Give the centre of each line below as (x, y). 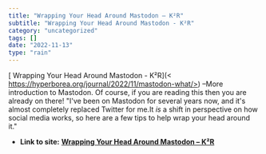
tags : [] (23, 38)
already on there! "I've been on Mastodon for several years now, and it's (127, 101)
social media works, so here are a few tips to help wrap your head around (129, 118)
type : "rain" (30, 53)
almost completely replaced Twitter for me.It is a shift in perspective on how (133, 109)
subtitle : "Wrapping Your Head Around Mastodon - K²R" (101, 23)
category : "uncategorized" (53, 30)
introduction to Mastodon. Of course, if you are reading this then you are (127, 92)
